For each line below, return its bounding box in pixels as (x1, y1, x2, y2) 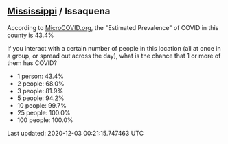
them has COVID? (7, 58, 57, 67)
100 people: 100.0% (16, 116, 73, 124)
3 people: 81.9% (16, 86, 64, 95)
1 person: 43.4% (16, 72, 64, 80)
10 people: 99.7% (16, 101, 67, 109)
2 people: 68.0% (16, 79, 65, 88)
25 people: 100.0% (16, 108, 71, 117)
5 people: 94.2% (16, 94, 65, 102)
